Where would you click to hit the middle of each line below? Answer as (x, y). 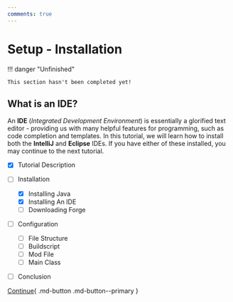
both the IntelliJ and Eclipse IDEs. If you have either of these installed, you (116, 144)
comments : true (30, 14)
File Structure (48, 238)
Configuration (38, 224)
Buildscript (44, 246)
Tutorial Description (47, 165)
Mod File (41, 254)
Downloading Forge (57, 209)
